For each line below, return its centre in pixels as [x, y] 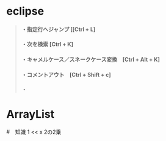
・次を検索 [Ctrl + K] [47, 45]
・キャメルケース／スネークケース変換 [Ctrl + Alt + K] [91, 59]
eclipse [25, 11]
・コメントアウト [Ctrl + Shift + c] [66, 74]
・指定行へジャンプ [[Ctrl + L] [58, 29]
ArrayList [31, 114]
